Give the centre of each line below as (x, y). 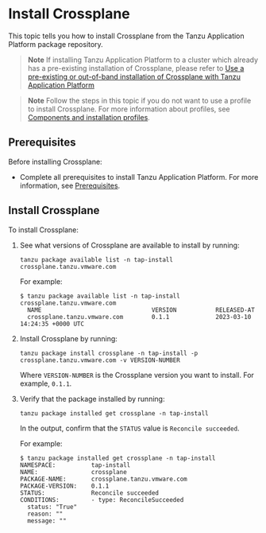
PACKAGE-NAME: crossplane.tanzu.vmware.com (104, 479)
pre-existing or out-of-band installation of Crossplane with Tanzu (134, 76)
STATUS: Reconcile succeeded (89, 493)
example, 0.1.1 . (46, 383)
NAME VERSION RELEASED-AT (141, 310)
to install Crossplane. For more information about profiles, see (129, 109)
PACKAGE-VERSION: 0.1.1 (64, 486)
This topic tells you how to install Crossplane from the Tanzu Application (126, 36)
